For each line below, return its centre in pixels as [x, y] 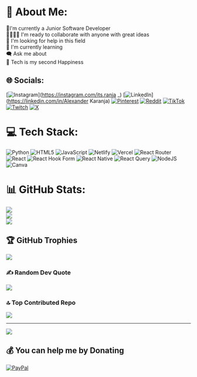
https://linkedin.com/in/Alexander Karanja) [59, 101]
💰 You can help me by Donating [65, 351]
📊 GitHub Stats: [46, 189]
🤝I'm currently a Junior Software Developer [58, 28]
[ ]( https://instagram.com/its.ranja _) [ [66, 95]
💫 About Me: [37, 12]
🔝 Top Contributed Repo [41, 302]
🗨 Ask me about [26, 53]
